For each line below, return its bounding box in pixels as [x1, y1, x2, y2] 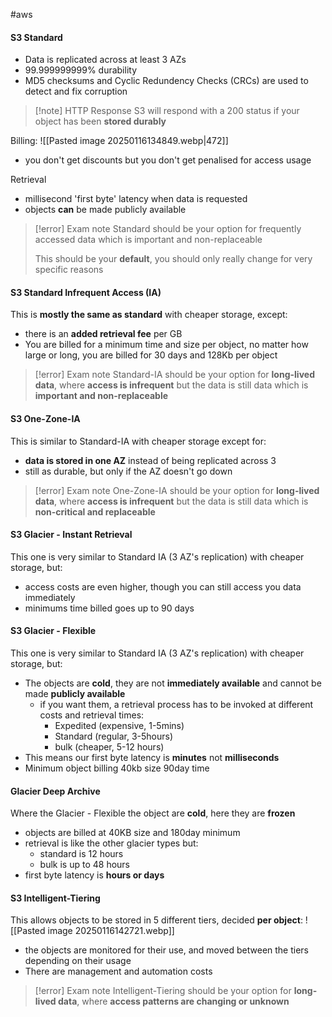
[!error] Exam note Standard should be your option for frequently [34, 223, 302, 235]
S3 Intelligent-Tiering [10, 892, 101, 904]
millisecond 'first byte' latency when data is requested [24, 193, 248, 205]
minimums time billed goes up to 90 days [24, 602, 195, 614]
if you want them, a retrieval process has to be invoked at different [39, 699, 314, 711]
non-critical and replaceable [34, 505, 156, 518]
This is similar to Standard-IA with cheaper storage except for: [10, 435, 267, 447]
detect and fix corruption [24, 85, 128, 98]
